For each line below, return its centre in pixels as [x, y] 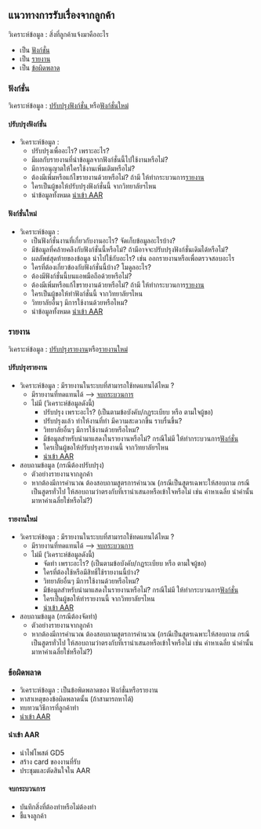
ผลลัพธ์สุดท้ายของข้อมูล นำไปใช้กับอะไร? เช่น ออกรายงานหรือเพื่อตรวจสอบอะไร [133, 258]
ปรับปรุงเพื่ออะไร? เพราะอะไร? [70, 151]
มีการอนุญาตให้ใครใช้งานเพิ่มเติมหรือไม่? [83, 169]
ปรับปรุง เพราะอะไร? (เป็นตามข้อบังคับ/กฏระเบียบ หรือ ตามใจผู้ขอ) [128, 412]
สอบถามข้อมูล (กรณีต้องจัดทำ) [58, 616]
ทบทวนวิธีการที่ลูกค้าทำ [49, 707]
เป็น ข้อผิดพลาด [40, 68]
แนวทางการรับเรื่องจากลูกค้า [62, 15]
